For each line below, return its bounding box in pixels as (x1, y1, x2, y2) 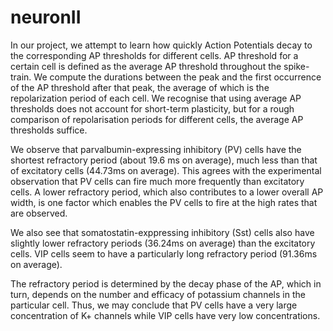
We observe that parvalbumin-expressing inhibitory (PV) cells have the (10, 143, 302, 155)
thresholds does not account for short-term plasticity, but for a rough (10, 102, 295, 115)
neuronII (10, 6, 82, 29)
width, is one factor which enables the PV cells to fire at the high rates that (10, 196, 318, 208)
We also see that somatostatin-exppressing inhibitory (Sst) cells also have (10, 226, 315, 238)
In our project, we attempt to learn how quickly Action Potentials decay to (10, 39, 313, 51)
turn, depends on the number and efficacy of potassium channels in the (10, 288, 306, 300)
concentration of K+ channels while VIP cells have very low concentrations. (10, 309, 321, 321)
